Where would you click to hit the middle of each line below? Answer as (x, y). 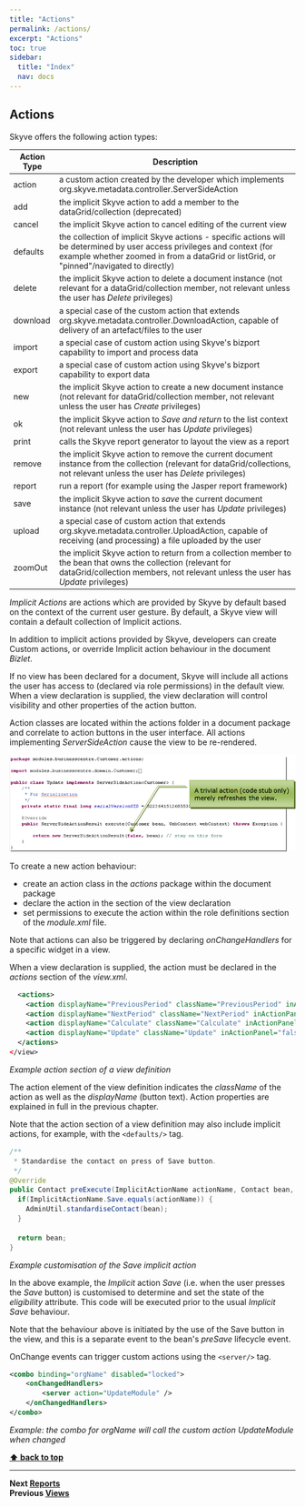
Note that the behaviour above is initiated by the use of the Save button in (147, 1329)
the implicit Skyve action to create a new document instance (171, 387)
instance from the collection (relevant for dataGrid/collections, (175, 464)
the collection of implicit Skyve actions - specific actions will (172, 237)
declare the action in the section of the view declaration (127, 903)
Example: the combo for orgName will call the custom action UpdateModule (152, 1430)
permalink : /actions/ (50, 29)
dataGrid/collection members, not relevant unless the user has (175, 572)
